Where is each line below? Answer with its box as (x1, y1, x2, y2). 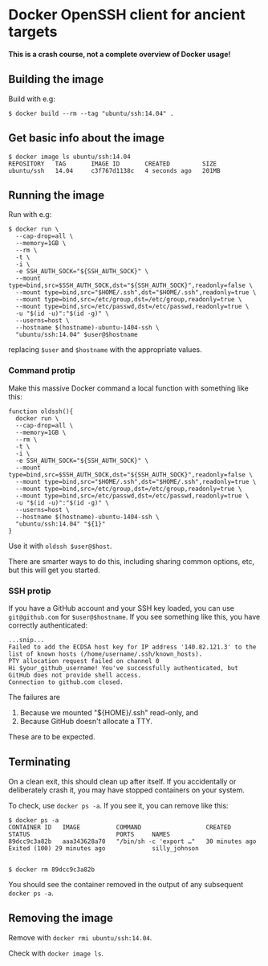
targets (8, 23, 58, 41)
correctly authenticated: (8, 620, 88, 630)
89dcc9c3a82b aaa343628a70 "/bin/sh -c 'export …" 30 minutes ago (8, 837, 257, 845)
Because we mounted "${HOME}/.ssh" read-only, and (19, 707, 199, 717)
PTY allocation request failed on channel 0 (8, 657, 160, 665)
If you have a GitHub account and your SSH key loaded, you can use (8, 603, 235, 612)
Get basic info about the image (8, 131, 165, 145)
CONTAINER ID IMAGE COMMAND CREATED (8, 823, 231, 831)
